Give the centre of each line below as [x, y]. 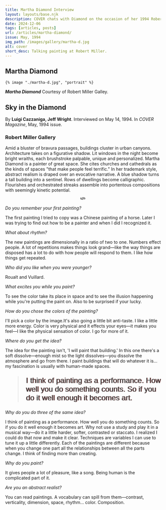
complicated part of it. [28, 478]
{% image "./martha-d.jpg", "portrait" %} [49, 83]
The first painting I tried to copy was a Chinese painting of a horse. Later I [80, 217]
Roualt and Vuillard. [25, 277]
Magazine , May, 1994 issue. [34, 125]
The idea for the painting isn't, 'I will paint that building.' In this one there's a [82, 350]
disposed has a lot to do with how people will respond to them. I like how [79, 253]
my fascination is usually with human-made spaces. [58, 366]
